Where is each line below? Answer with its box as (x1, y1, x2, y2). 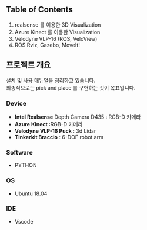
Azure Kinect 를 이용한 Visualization (14, 28, 101, 35)
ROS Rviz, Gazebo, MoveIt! (14, 41, 81, 48)
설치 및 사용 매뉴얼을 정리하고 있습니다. (6, 77, 96, 84)
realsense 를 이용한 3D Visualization (14, 21, 101, 28)
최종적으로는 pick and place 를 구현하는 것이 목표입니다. (6, 84, 136, 91)
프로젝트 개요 (6, 60, 51, 70)
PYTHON (14, 162, 37, 169)
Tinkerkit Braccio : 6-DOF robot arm (14, 133, 104, 140)
